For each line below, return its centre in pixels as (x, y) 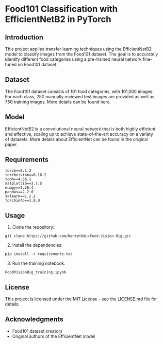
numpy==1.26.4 (19, 188)
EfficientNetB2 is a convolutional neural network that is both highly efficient (80, 129)
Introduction (24, 37)
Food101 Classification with (61, 9)
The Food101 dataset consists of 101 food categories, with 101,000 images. (79, 91)
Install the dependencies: (37, 245)
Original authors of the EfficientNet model (54, 336)
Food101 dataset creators (37, 331)
